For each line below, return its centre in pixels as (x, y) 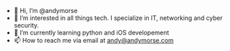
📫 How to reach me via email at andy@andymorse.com (93, 40)
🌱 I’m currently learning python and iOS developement (91, 32)
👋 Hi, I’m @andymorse (46, 11)
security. (26, 25)
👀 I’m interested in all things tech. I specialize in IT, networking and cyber (118, 18)
